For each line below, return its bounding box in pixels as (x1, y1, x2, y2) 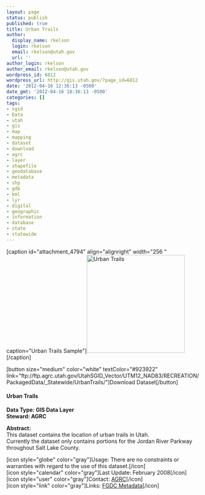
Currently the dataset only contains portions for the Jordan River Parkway (6, 437, 193, 445)
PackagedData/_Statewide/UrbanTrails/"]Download (6, 378, 136, 386)
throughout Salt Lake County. (6, 444, 81, 451)
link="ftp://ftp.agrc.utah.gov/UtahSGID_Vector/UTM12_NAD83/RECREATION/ (6, 372, 199, 379)
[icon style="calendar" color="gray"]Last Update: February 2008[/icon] (6, 469, 187, 476)
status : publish (6, 15, 48, 21)
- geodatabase (6, 168, 43, 175)
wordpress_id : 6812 (6, 72, 56, 78)
